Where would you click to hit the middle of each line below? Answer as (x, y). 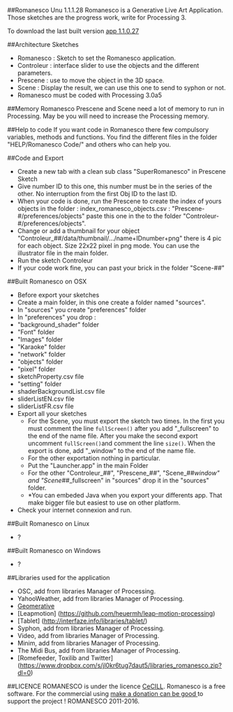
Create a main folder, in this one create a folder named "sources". (111, 302)
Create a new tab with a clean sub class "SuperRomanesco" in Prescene (122, 171)
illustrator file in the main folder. (63, 253)
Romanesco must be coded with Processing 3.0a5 (90, 95)
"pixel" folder (36, 369)
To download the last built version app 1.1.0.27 (73, 31)
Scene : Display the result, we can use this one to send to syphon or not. (121, 88)
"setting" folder (39, 384)
